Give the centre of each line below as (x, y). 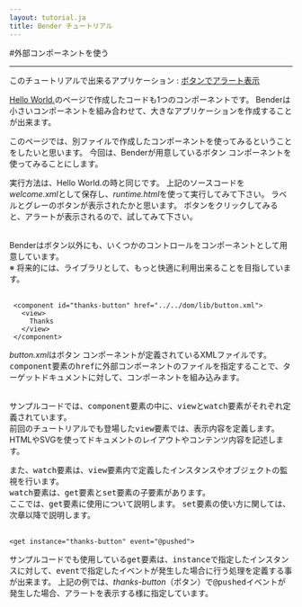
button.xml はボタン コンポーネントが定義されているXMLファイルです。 (141, 354)
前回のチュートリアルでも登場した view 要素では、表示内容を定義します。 (145, 428)
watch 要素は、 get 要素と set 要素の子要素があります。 (110, 492)
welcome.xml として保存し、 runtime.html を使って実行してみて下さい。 (139, 193)
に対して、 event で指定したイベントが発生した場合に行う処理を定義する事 (155, 570)
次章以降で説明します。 (53, 514)
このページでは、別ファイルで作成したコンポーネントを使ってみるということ (151, 141)
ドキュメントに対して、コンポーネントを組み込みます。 (142, 377)
